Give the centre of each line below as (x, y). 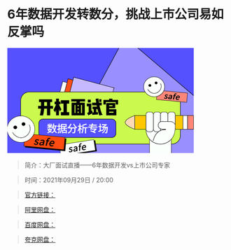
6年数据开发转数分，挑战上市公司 (103, 14)
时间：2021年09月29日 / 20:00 (69, 180)
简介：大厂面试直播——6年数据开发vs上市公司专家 (97, 165)
